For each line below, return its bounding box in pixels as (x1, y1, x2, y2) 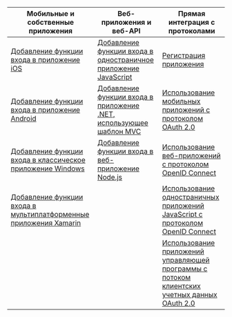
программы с (162, 264, 208, 273)
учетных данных (162, 290, 217, 299)
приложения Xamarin (10, 218, 81, 227)
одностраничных (162, 193, 220, 202)
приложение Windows (10, 164, 85, 173)
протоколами (168, 26, 215, 35)
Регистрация (162, 51, 206, 60)
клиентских (162, 281, 202, 291)
